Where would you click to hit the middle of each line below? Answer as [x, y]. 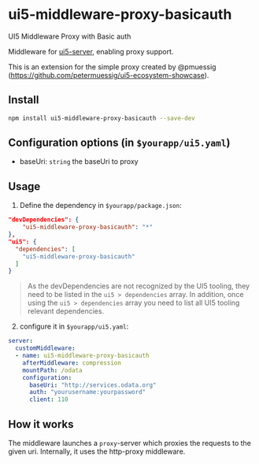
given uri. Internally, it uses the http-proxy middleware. [97, 451]
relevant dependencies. [66, 311]
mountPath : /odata [52, 370]
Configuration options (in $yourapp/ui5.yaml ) [119, 143]
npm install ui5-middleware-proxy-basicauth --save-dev [102, 118]
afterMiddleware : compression [72, 363]
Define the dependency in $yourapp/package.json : [101, 206]
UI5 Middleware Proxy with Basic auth [70, 36]
